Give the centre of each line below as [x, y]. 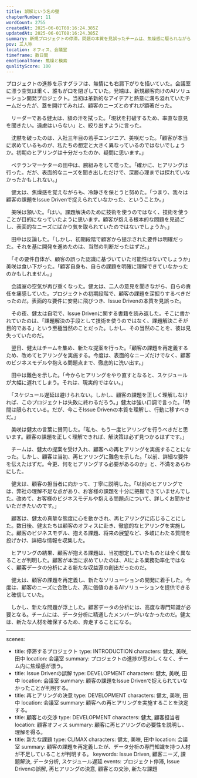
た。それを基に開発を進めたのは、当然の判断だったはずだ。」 [79, 247]
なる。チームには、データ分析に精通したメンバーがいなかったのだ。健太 [103, 615]
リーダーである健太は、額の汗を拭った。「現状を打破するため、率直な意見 [100, 118]
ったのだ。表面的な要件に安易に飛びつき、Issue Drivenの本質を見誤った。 [95, 301]
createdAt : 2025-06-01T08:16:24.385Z [52, 28]
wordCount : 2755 [26, 22]
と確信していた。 [27, 595]
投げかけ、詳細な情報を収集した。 [47, 541]
